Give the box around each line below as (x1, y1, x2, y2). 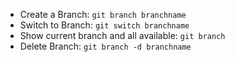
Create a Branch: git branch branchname (19, 9, 187, 20)
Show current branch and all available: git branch (19, 30, 226, 41)
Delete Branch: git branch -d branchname (19, 40, 192, 52)
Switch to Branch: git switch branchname (19, 19, 190, 31)
